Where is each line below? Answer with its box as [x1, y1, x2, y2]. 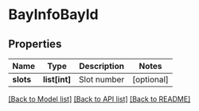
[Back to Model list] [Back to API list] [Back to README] [8, 94, 191, 104]
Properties [8, 37, 62, 51]
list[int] [42, 74, 72, 85]
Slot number [78, 74, 125, 85]
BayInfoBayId [8, 6, 99, 24]
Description [79, 61, 125, 71]
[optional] [132, 74, 170, 85]
